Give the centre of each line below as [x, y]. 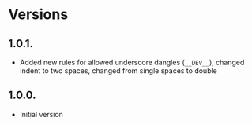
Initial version [41, 114]
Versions [38, 15]
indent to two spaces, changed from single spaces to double [118, 71]
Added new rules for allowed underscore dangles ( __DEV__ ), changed [132, 62]
